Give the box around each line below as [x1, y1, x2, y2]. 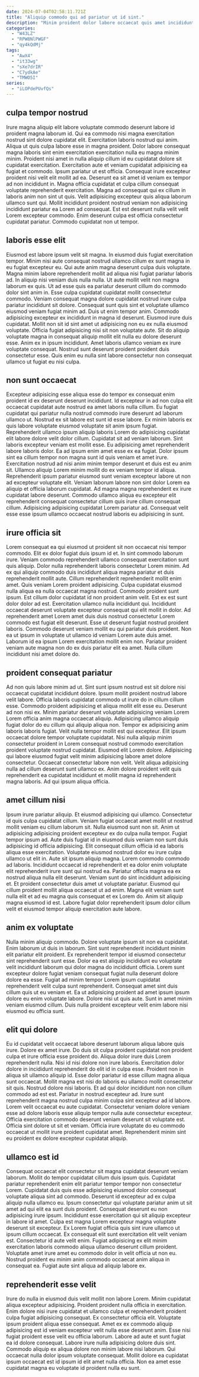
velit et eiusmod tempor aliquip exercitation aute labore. [6, 905, 142, 912]
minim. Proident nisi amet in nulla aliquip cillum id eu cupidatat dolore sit [6, 155, 182, 162]
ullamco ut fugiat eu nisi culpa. [6, 358, 81, 365]
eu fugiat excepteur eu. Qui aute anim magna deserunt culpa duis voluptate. [6, 263, 191, 270]
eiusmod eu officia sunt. [6, 1007, 65, 1014]
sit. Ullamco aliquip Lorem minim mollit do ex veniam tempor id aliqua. [6, 467, 176, 474]
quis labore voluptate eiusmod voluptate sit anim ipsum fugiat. [6, 422, 158, 430]
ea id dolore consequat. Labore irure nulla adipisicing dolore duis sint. [6, 1339, 176, 1346]
